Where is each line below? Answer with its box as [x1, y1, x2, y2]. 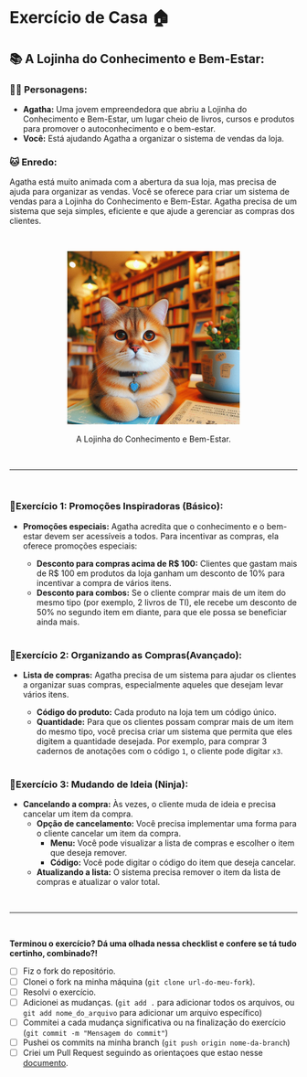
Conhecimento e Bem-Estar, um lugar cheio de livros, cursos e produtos [22, 113, 295, 124]
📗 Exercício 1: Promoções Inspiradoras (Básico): [9, 500, 224, 513]
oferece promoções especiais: [22, 540, 138, 551]
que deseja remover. [49, 848, 128, 858]
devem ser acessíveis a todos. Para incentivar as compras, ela [44, 530, 280, 541]
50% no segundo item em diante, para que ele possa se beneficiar [36, 606, 288, 617]
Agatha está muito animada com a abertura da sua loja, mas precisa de [9, 176, 277, 187]
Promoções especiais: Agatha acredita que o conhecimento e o [22, 520, 265, 531]
